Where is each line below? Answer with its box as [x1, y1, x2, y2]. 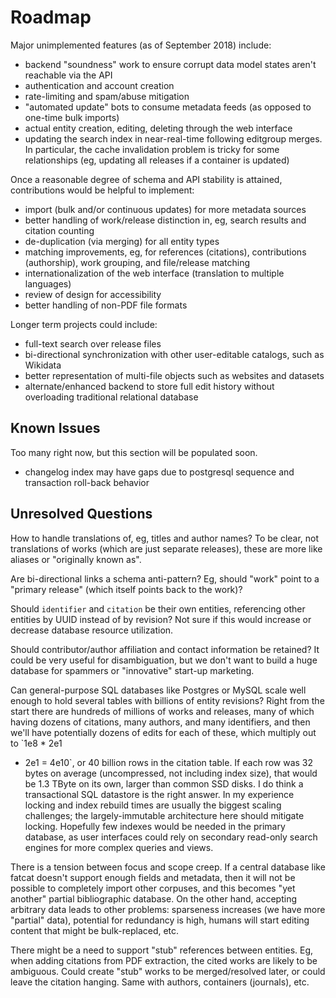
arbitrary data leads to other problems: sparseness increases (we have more [10, 903, 326, 915]
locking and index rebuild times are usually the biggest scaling [24, 799, 282, 811]
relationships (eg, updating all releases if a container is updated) [24, 154, 290, 166]
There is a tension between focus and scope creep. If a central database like [10, 861, 326, 873]
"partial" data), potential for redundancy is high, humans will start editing [10, 914, 310, 926]
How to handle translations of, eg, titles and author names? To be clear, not [10, 532, 320, 544]
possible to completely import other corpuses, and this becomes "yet [10, 882, 296, 894]
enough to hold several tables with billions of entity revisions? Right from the [10, 694, 325, 706]
